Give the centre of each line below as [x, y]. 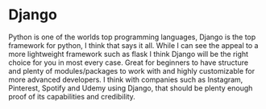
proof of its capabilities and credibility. [72, 96]
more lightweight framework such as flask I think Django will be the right [128, 54]
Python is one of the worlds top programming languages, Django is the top [132, 37]
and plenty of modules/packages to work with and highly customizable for [132, 71]
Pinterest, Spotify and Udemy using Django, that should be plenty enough [131, 88]
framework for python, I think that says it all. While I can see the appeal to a [133, 45]
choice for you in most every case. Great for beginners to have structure [128, 63]
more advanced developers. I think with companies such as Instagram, [126, 79]
